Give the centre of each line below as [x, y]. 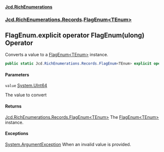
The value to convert [26, 95]
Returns [13, 106]
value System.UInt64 [26, 86]
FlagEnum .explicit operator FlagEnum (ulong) [75, 35]
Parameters [17, 75]
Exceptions [17, 133]
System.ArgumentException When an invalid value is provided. [68, 144]
